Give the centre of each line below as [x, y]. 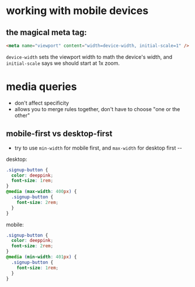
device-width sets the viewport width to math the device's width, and [89, 57]
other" [22, 115]
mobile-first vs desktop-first [59, 134]
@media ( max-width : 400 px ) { [41, 192]
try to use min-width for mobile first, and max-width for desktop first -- [98, 148]
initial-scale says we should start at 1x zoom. [63, 63]
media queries [41, 87]
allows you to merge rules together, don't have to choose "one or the [97, 109]
